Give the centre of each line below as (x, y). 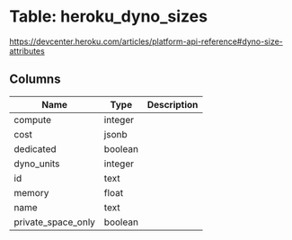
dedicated (35, 148)
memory (31, 192)
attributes (27, 50)
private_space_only (55, 222)
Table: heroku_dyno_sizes (109, 17)
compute (33, 120)
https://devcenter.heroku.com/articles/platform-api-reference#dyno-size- (146, 41)
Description (173, 104)
